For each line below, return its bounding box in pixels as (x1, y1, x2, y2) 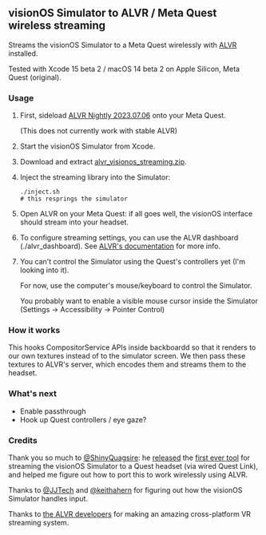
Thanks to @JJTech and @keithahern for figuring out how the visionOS (8, 485, 243, 494)
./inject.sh (19, 188, 60, 196)
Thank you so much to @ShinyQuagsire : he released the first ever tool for (8, 453, 250, 462)
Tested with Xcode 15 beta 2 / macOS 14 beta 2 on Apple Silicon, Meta (8, 64, 240, 73)
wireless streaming (8, 19, 106, 33)
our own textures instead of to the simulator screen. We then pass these (8, 351, 246, 361)
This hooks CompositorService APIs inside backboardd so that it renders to (8, 343, 256, 352)
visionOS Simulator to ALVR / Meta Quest (8, 6, 217, 20)
